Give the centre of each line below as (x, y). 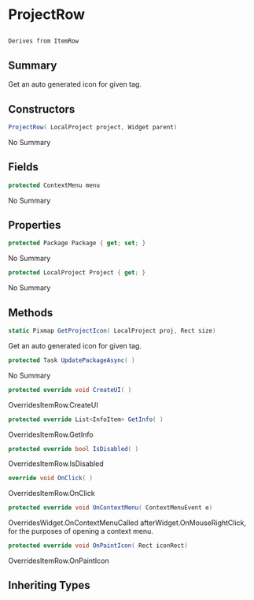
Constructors (42, 109)
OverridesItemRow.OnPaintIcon (59, 561)
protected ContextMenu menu (54, 185)
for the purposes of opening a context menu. (81, 531)
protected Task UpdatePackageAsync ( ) (72, 360)
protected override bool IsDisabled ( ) (74, 449)
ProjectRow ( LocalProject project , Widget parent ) (93, 128)
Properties (35, 225)
